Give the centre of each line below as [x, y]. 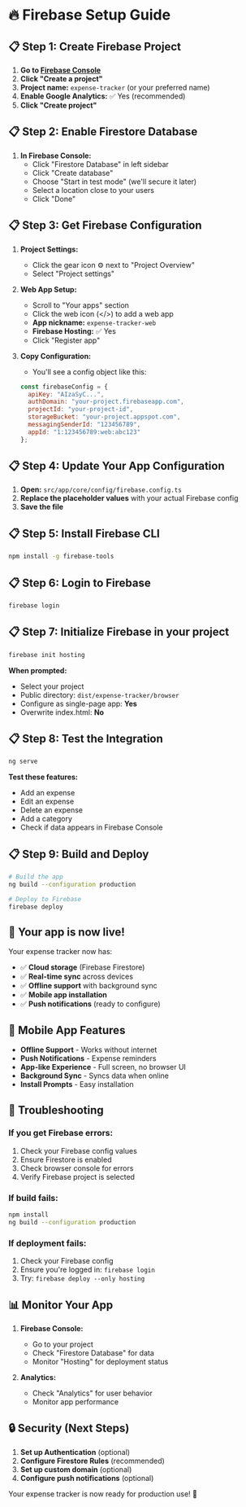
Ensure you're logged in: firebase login [88, 1270]
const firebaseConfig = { [64, 387]
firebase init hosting [47, 655]
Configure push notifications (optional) [87, 1478]
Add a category [46, 819]
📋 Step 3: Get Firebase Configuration [105, 226]
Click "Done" [54, 199]
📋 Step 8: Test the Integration [86, 738]
